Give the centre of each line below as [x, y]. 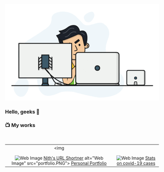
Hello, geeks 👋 [22, 112]
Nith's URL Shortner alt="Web [73, 158]
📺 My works [20, 125]
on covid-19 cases [136, 163]
